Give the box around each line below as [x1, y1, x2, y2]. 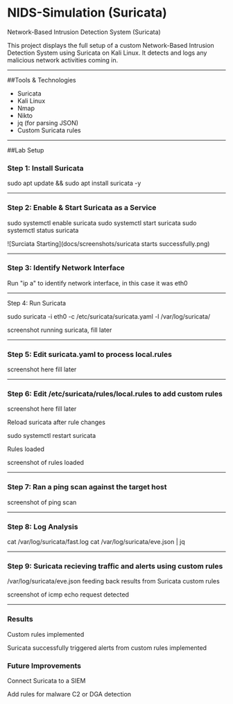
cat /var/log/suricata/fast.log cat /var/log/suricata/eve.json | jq [7, 538, 185, 546]
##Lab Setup [7, 146, 44, 154]
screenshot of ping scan [7, 498, 77, 507]
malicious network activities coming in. [7, 55, 119, 64]
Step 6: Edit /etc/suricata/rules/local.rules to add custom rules [7, 389, 223, 399]
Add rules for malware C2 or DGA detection [7, 689, 132, 698]
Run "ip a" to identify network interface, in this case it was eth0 [7, 279, 189, 287]
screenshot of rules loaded [7, 459, 85, 467]
